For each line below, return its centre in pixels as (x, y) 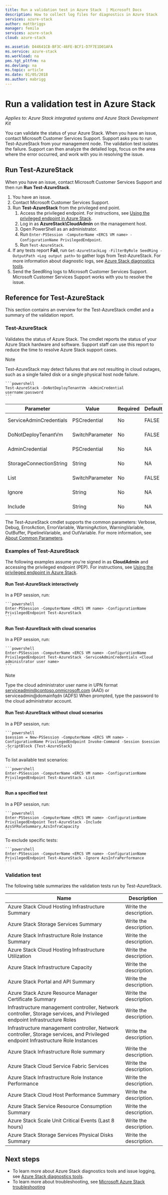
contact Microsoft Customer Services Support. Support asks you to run (78, 138)
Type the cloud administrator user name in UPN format (61, 685)
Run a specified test (26, 793)
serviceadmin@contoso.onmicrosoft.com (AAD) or (57, 691)
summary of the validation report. (39, 315)
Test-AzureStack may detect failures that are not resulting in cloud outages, (83, 369)
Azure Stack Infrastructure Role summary (56, 1052)
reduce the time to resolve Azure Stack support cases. (61, 350)
